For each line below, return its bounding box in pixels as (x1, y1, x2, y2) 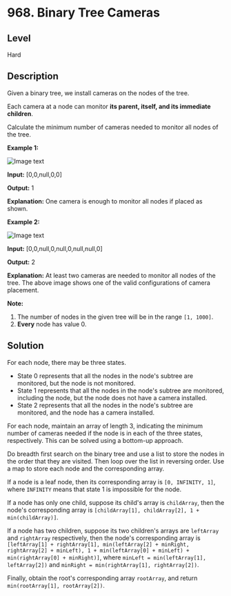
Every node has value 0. (17, 319, 87, 328)
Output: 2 (7, 257, 36, 266)
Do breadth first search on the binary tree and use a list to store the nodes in (7, 450, 225, 458)
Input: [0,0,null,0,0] (7, 170, 62, 179)
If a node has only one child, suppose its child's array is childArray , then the (7, 498, 225, 506)
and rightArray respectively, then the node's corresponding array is (7, 533, 201, 542)
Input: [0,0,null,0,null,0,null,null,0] (7, 244, 103, 252)
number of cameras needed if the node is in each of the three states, (7, 429, 203, 437)
